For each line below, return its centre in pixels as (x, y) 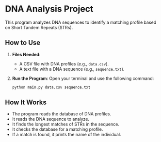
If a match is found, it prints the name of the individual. (66, 135)
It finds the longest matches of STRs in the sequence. (66, 124)
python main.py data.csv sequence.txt (51, 87)
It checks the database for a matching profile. (57, 129)
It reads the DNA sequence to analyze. (51, 119)
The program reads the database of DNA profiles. (62, 114)
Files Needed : (26, 54)
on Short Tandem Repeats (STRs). (39, 27)
